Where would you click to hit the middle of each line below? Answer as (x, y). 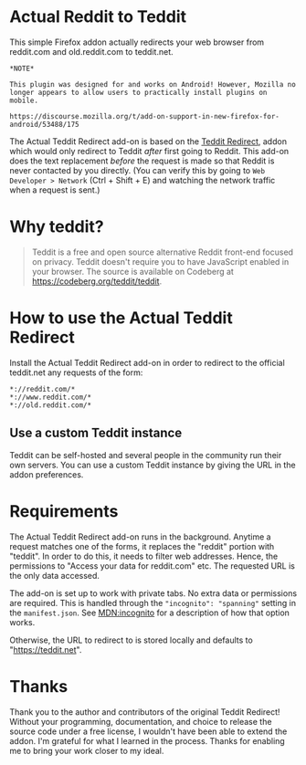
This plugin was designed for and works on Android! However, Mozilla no (153, 84)
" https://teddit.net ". (46, 649)
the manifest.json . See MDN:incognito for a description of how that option (150, 613)
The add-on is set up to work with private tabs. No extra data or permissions (153, 593)
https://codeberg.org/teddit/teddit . (97, 281)
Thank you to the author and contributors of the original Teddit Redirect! (145, 712)
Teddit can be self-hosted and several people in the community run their (146, 455)
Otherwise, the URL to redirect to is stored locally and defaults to (131, 640)
